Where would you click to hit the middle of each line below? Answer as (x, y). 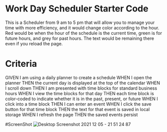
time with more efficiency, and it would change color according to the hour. (82, 27)
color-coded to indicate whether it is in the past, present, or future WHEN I (82, 99)
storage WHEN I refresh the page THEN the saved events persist (72, 115)
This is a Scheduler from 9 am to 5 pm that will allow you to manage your (80, 22)
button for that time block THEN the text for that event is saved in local (78, 109)
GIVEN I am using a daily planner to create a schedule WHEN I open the (79, 77)
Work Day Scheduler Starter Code (77, 9)
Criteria (21, 64)
